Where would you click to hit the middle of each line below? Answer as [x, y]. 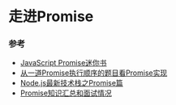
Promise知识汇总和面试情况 [66, 93]
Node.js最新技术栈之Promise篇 [71, 83]
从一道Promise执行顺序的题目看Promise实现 [94, 73]
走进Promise [51, 17]
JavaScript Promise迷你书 [63, 63]
